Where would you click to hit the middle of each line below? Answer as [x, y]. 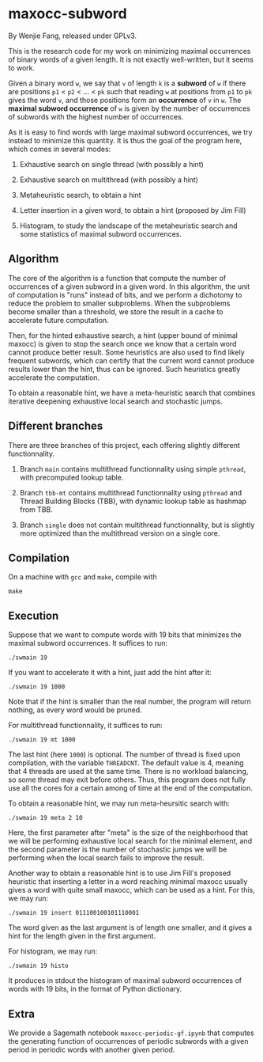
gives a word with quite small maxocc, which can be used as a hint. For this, [131, 890]
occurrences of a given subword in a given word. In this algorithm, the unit [129, 286]
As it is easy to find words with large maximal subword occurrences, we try [130, 132]
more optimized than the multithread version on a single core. [120, 533]
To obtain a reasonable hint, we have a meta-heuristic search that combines [132, 393]
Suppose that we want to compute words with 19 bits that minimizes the [125, 635]
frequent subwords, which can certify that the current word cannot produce [131, 360]
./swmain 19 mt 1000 [42, 740]
